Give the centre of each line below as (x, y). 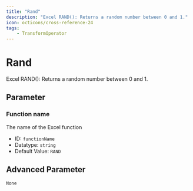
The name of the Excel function (44, 127)
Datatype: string (35, 144)
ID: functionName (34, 139)
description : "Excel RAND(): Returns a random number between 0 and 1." (97, 17)
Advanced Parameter (46, 169)
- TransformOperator (42, 34)
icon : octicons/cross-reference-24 (50, 22)
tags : (13, 28)
